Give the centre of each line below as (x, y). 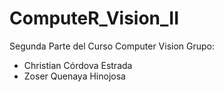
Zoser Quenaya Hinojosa (74, 76)
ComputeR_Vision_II (94, 18)
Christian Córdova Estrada (78, 65)
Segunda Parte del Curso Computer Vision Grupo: (112, 46)
